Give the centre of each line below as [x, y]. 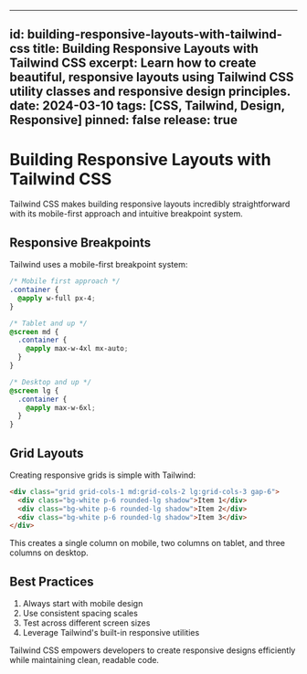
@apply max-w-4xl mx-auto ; [77, 349]
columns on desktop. [49, 553]
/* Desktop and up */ [51, 382]
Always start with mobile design [83, 604]
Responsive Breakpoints [80, 242]
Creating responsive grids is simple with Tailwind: [103, 475]
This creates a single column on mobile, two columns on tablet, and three [148, 543]
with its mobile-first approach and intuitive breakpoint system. [127, 214]
